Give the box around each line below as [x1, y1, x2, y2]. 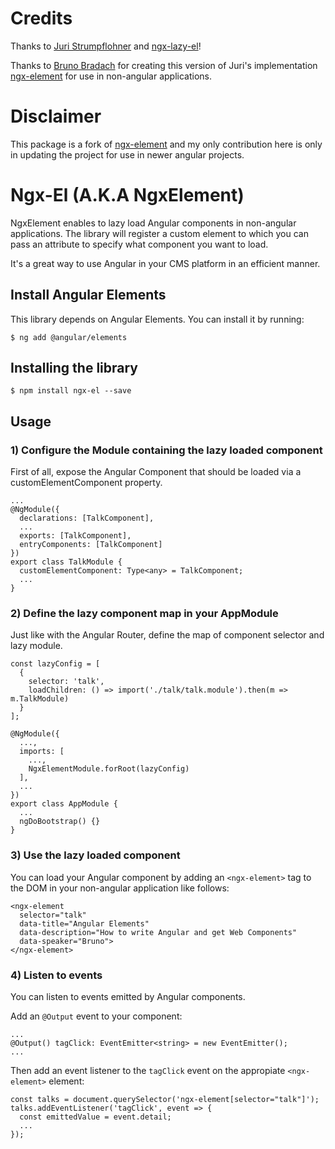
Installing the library [10, 360, 139, 377]
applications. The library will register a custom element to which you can [10, 227, 309, 239]
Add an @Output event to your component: [10, 1010, 183, 1022]
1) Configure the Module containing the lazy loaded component [10, 443, 323, 457]
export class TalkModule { [10, 557, 123, 567]
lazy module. [10, 640, 63, 652]
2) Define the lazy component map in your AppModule [10, 607, 279, 621]
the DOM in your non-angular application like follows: [10, 882, 230, 894]
